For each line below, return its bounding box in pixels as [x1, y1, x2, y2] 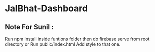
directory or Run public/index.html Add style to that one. [5, 41, 121, 47]
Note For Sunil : [5, 23, 54, 31]
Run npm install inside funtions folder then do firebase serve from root [5, 36, 150, 42]
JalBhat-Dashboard [5, 3, 88, 14]
